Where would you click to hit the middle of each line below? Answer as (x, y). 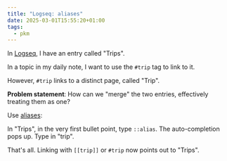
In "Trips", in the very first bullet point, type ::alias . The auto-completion (113, 129)
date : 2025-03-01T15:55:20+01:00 (56, 20)
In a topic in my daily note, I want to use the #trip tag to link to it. (101, 67)
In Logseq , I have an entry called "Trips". (66, 53)
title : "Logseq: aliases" (45, 14)
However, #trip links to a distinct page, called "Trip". (84, 81)
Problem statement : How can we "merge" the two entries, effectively (108, 94)
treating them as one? (39, 102)
